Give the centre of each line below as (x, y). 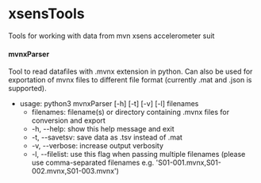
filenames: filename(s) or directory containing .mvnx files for (130, 112)
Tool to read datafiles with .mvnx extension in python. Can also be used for (130, 71)
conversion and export (68, 120)
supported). (28, 89)
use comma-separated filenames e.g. (93, 162)
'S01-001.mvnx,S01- (189, 162)
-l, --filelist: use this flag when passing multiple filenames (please (138, 154)
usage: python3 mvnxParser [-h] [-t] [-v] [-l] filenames (109, 104)
